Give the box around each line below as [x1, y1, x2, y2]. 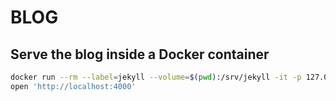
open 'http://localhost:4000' [10, 81, 137, 91]
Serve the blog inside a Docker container [10, 46, 270, 63]
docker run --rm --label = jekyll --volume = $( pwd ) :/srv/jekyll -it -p [10, 72, 302, 82]
